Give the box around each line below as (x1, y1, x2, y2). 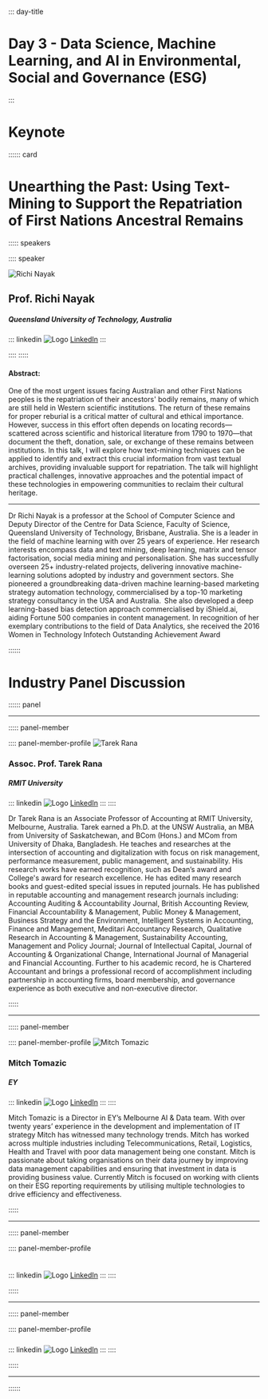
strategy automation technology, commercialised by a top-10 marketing (8, 588, 243, 597)
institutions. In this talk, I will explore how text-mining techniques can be (8, 445, 245, 455)
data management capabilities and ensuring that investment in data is (8, 1164, 237, 1174)
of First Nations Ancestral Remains (8, 212, 244, 230)
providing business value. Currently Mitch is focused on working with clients (8, 1173, 259, 1182)
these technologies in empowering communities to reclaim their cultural (8, 480, 244, 489)
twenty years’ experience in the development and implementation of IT (8, 1122, 241, 1131)
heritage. (8, 488, 38, 498)
